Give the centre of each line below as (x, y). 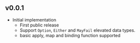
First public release (39, 25)
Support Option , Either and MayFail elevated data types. (77, 30)
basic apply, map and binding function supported (70, 35)
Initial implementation (34, 20)
